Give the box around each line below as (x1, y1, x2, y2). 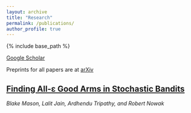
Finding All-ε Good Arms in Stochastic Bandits (6, 83, 185, 94)
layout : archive (6, 9, 47, 15)
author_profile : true (6, 26, 61, 32)
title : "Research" (6, 15, 53, 21)
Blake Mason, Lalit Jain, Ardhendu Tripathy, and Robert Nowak (6, 100, 165, 107)
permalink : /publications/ (6, 20, 75, 26)
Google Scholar (6, 54, 45, 61)
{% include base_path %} (6, 43, 70, 50)
